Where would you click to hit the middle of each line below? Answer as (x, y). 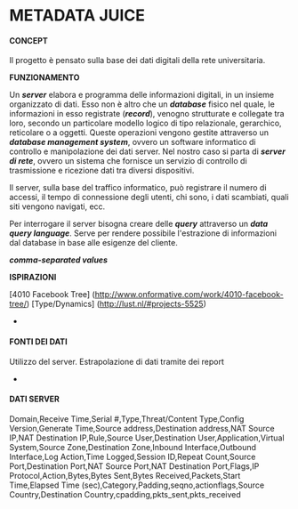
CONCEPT (29, 40)
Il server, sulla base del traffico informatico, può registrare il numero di (138, 188)
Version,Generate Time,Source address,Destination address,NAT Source (142, 428)
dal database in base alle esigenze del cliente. (93, 243)
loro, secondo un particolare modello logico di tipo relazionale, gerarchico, (145, 123)
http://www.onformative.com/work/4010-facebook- (189, 295)
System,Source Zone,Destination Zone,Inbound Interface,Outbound (133, 447)
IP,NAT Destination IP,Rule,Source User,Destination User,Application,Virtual (147, 438)
